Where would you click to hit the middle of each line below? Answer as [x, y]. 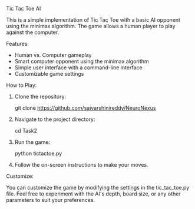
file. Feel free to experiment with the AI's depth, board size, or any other [93, 194]
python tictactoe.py [38, 153]
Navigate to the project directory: [55, 119]
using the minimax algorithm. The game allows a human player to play [91, 26]
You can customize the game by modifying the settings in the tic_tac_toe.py [98, 188]
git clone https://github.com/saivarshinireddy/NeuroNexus [85, 108]
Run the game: [32, 142]
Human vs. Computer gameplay [53, 55]
